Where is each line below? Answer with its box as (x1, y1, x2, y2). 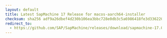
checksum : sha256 (5, 16, 41, 21)
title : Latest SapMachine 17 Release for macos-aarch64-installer (5, 12, 146, 17)
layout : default (5, 7, 39, 12)
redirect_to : (5, 21, 32, 26)
